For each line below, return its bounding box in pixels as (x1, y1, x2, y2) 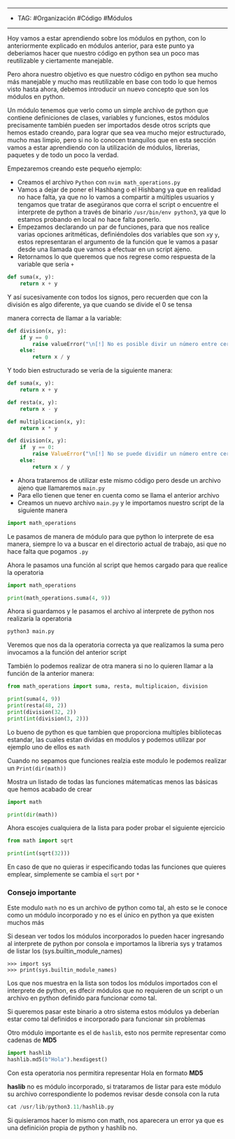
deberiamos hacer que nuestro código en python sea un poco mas (7, 49, 199, 57)
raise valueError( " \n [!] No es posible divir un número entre (32, 340, 218, 347)
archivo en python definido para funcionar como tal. (7, 994, 157, 1002)
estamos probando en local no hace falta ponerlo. (17, 215, 162, 223)
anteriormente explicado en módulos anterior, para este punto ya (7, 41, 194, 50)
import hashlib (7, 1050, 52, 1057)
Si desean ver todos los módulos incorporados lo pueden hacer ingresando (7, 932, 225, 940)
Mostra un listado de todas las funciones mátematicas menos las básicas (7, 777, 218, 786)
